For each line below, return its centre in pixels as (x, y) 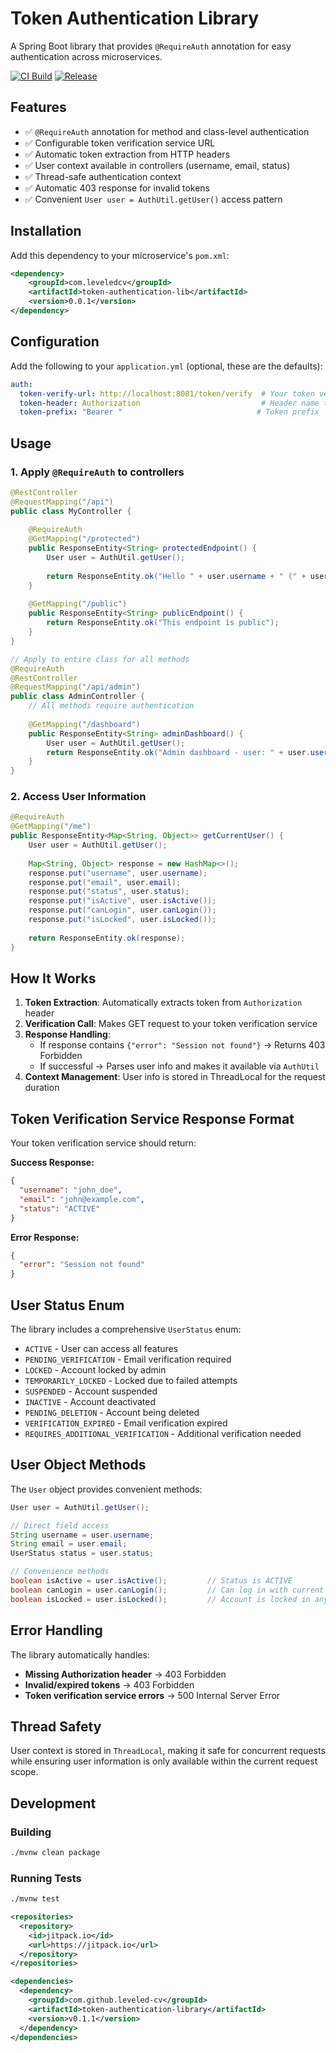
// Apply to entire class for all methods (100, 659)
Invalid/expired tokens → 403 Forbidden (109, 1684)
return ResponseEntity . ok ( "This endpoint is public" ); (163, 623)
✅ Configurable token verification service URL (120, 143)
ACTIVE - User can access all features (101, 1349)
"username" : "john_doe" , (71, 1190)
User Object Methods (78, 1465)
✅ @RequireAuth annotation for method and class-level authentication (167, 131)
